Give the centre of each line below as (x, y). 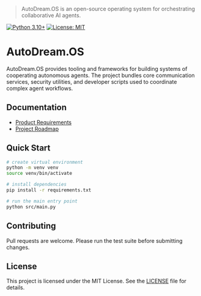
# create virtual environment (45, 162)
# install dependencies (37, 185)
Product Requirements (43, 122)
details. (16, 287)
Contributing (31, 226)
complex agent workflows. (40, 88)
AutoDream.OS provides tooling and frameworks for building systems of (97, 68)
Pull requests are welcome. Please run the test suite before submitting (95, 240)
